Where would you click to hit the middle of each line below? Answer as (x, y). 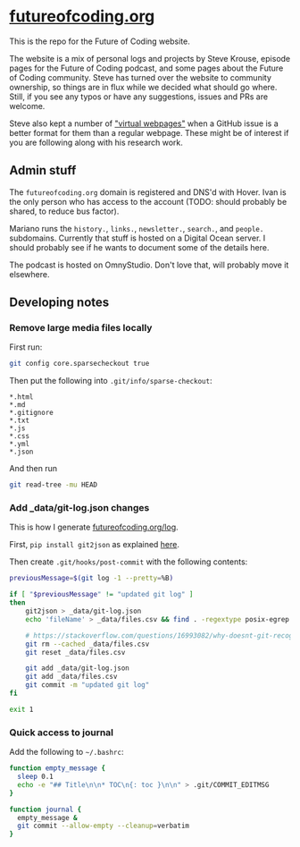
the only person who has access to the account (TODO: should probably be (148, 201)
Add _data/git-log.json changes (79, 508)
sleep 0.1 (35, 777)
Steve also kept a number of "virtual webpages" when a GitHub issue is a (144, 123)
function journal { (46, 809)
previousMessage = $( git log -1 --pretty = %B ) (92, 579)
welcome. (27, 106)
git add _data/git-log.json (77, 668)
